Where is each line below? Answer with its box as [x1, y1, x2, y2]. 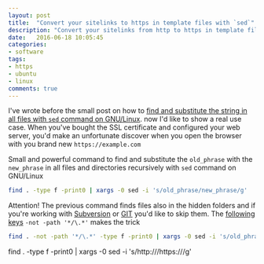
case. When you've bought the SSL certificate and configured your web [8, 123, 241, 132]
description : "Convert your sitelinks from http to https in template [8, 26, 244, 34]
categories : [8, 41, 47, 49]
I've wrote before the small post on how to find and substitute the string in [8, 106, 247, 115]
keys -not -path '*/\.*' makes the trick [8, 218, 141, 227]
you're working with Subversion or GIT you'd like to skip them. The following [8, 209, 255, 218]
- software [8, 48, 44, 56]
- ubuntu [8, 70, 37, 78]
